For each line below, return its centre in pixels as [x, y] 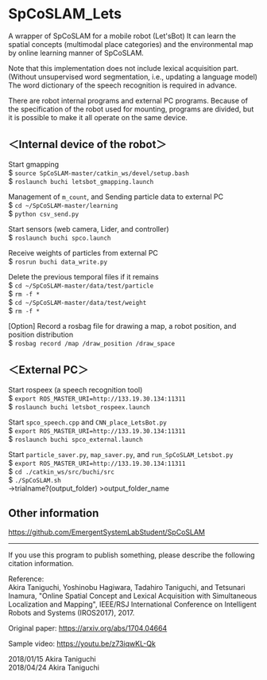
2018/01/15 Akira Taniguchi [52, 659]
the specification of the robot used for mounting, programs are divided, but [131, 109]
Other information [54, 513]
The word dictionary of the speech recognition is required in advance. [122, 85]
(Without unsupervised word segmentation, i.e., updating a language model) [133, 76]
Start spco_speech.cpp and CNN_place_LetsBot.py [87, 422]
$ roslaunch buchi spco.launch [60, 237]
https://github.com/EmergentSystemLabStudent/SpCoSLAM [106, 532]
